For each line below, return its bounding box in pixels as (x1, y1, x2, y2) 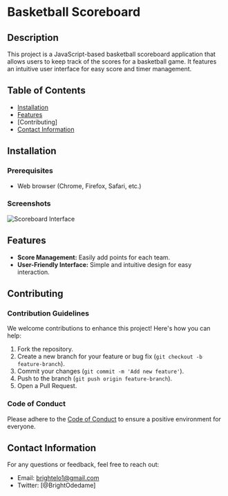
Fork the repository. (17, 345, 74, 353)
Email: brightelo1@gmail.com (17, 474, 99, 482)
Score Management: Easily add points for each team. (17, 253, 171, 261)
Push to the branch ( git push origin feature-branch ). (17, 374, 173, 383)
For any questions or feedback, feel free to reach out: (7, 461, 160, 469)
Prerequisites (7, 166, 53, 176)
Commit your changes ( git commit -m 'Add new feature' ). (17, 367, 184, 376)
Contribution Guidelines (7, 309, 90, 318)
